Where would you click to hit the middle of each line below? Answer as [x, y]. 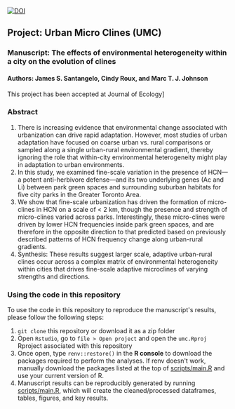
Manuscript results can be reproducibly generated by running [106, 383]
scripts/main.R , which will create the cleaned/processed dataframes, [117, 391]
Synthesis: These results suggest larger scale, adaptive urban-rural [115, 254]
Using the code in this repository [64, 295]
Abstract [23, 112]
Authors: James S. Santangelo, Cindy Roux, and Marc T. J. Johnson [108, 78]
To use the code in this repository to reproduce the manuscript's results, [112, 310]
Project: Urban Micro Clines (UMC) [85, 33]
